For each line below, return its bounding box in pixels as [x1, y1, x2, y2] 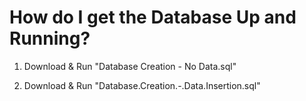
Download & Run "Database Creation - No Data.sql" [23, 60, 237, 72]
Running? [9, 27, 91, 50]
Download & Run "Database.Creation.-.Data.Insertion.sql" [23, 79, 261, 91]
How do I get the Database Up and [9, 6, 297, 29]
